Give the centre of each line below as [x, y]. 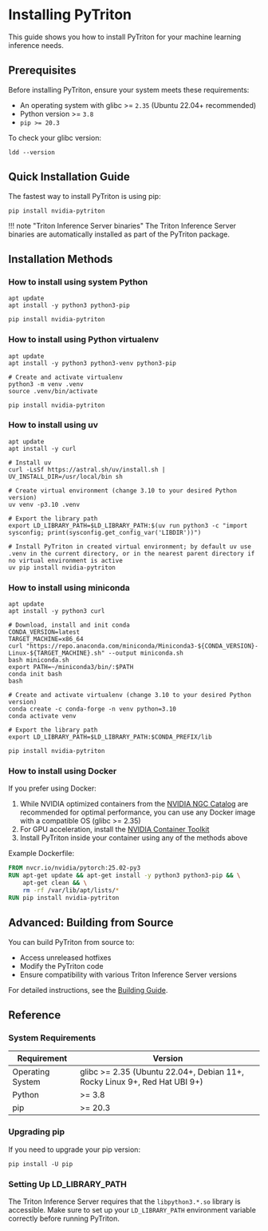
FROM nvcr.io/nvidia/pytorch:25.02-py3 [75, 868]
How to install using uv [53, 425]
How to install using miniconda [69, 588]
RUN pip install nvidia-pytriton [64, 898]
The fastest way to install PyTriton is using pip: [85, 196]
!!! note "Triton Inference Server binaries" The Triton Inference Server [122, 225]
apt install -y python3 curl [57, 612]
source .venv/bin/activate [53, 391]
